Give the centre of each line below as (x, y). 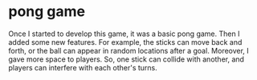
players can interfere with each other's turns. (83, 67)
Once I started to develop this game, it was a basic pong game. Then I (124, 34)
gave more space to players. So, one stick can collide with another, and (126, 59)
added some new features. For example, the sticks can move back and (125, 42)
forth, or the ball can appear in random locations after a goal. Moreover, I (128, 50)
